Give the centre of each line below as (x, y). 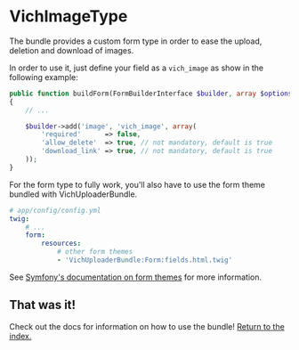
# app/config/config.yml (55, 210)
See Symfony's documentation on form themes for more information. (136, 277)
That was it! (43, 305)
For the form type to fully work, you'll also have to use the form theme (137, 184)
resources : (61, 244)
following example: (44, 77)
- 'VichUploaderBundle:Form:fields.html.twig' (145, 260)
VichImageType (69, 16)
